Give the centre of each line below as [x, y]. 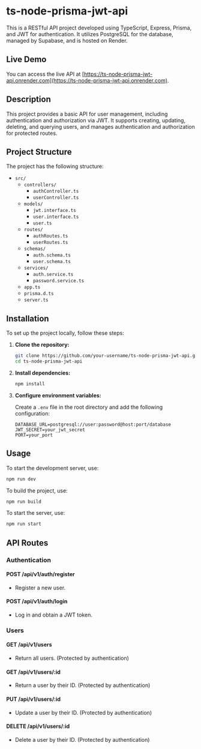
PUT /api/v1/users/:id [34, 699]
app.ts [32, 287]
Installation [28, 318]
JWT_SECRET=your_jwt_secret [50, 430]
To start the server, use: [36, 513]
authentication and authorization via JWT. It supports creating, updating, [96, 120]
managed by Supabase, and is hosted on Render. [67, 40]
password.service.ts [58, 281]
